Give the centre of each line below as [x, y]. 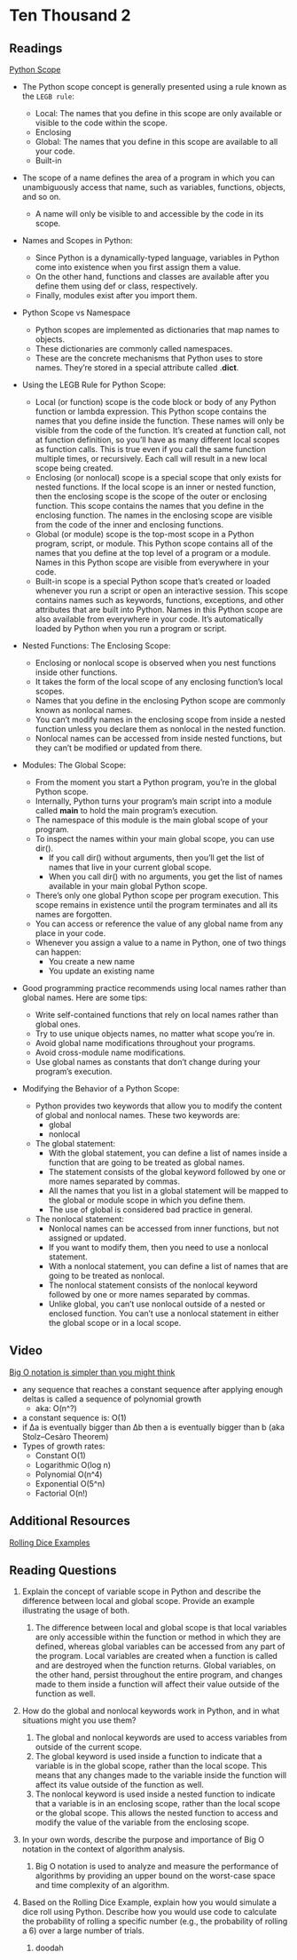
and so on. [41, 197]
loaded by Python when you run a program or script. [131, 628]
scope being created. [74, 468]
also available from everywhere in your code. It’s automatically [149, 619]
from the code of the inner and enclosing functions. [129, 524]
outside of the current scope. [88, 1747]
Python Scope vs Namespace [76, 313]
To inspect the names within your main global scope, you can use [155, 839]
